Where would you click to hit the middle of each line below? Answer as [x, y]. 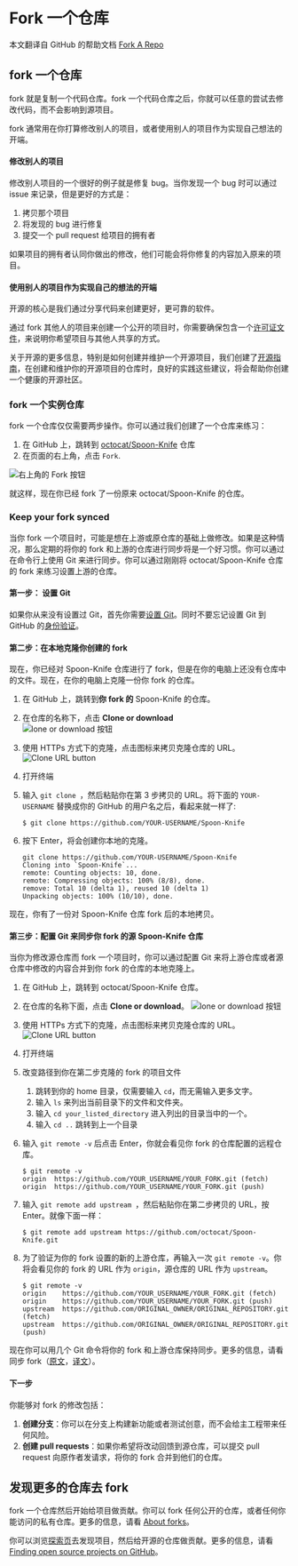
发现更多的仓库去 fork [69, 1487]
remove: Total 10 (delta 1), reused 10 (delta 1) [116, 889]
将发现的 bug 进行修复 [63, 224]
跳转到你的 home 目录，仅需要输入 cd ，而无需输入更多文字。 [146, 1091]
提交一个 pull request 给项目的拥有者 [89, 235]
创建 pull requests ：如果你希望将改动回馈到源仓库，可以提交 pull [141, 1446]
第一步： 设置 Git [40, 593]
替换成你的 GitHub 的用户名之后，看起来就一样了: [146, 806]
